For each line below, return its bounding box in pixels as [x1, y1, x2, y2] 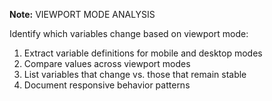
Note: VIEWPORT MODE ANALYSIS [9, 9, 156, 20]
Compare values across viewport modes [23, 58, 191, 69]
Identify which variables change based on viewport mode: [9, 28, 249, 39]
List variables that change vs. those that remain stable [23, 69, 247, 80]
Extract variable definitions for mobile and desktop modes [23, 47, 263, 59]
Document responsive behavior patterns [23, 79, 191, 91]
